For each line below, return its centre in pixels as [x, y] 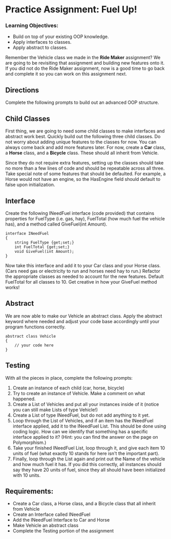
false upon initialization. [30, 185]
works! [13, 287]
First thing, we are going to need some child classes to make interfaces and [85, 131]
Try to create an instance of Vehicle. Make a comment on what [79, 393]
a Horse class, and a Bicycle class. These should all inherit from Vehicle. [82, 153]
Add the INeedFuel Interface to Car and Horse [61, 520]
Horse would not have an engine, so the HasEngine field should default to [83, 179]
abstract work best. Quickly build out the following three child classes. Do [83, 137]
